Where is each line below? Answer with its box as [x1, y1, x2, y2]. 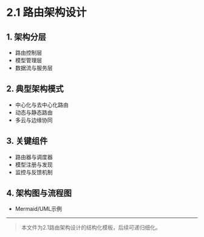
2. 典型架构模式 [6, 83, 64, 94]
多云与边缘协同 [15, 116, 53, 124]
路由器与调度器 [15, 153, 53, 160]
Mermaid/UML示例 [15, 205, 63, 213]
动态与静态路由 [15, 108, 53, 116]
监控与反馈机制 [15, 168, 53, 175]
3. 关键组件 [6, 136, 48, 146]
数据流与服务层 [15, 65, 53, 71]
